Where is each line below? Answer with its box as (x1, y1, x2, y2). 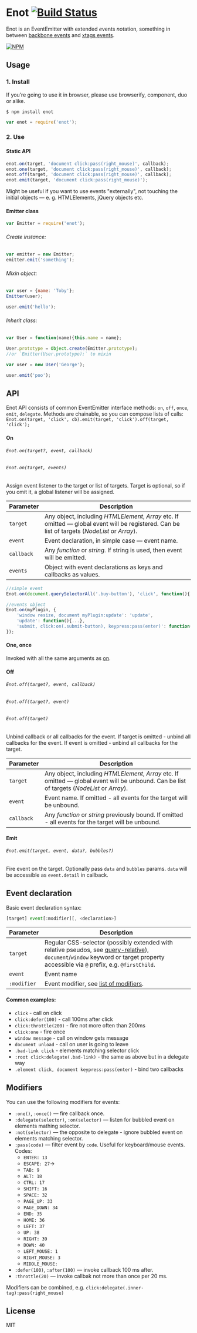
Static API (6, 148, 31, 155)
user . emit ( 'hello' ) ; (6, 304, 57, 310)
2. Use (6, 133, 25, 141)
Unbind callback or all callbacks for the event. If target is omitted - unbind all (6, 733, 191, 740)
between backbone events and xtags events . (6, 31, 115, 38)
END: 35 (23, 1211, 42, 1217)
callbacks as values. (44, 570, 100, 578)
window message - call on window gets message (14, 1034, 129, 1042)
